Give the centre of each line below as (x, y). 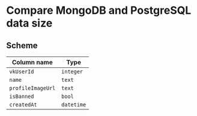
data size (29, 23)
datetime (74, 105)
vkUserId (22, 72)
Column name (32, 62)
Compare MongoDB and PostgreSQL (99, 11)
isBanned (22, 96)
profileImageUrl (32, 88)
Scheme (22, 45)
